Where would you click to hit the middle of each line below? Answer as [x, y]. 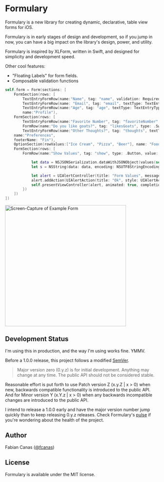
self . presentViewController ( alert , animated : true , [85, 185]
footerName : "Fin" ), [35, 140]
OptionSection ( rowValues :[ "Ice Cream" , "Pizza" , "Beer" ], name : [81, 144]
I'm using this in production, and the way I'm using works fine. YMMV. [75, 351]
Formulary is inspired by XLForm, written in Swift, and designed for [72, 51]
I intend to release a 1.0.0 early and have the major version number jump [78, 410]
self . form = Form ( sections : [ [36, 90]
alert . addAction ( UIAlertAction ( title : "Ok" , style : [85, 180]
